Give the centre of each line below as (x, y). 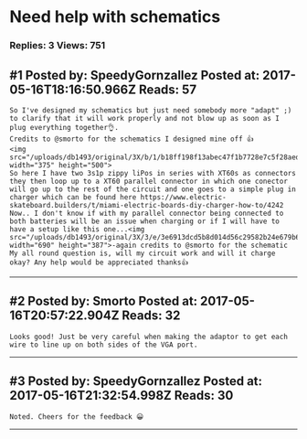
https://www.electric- (183, 197)
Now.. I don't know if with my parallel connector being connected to (147, 213)
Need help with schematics (115, 17)
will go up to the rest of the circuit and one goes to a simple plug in (153, 189)
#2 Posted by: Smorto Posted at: (104, 301)
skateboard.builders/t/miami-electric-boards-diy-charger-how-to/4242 (147, 205)
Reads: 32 (151, 316)
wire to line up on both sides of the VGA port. (104, 345)
